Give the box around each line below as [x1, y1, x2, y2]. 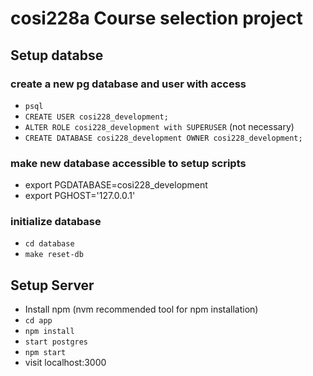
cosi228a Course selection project [10, 7, 303, 30]
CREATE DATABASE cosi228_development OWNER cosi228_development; [24, 133, 303, 143]
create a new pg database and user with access [10, 77, 247, 91]
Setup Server [10, 277, 95, 294]
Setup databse [10, 47, 104, 64]
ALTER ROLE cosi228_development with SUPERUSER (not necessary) [24, 120, 295, 132]
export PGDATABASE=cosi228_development [24, 179, 208, 191]
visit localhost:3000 [24, 357, 107, 369]
